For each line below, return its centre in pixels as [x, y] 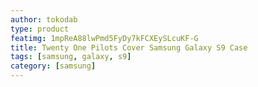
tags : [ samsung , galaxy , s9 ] [71, 57]
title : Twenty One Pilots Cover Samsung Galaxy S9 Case [129, 47]
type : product [40, 29]
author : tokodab [44, 19]
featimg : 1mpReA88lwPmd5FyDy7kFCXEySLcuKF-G [104, 38]
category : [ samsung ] [53, 66]
